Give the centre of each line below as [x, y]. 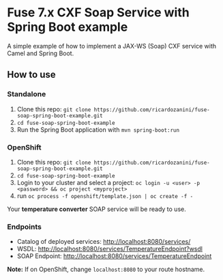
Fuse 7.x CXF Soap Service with [98, 13]
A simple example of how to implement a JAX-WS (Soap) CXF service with [112, 46]
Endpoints [25, 227]
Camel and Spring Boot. [41, 53]
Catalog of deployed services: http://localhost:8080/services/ [104, 242]
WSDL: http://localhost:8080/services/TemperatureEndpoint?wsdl [110, 249]
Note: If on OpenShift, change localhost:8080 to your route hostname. [106, 269]
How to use [31, 75]
